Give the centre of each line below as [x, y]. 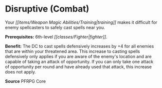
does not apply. [21, 72]
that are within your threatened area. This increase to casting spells [72, 51]
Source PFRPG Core [26, 81]
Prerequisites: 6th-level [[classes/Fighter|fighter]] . [56, 37]
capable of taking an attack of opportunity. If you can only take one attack [79, 61]
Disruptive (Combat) [47, 9]
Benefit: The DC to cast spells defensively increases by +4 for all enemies [80, 46]
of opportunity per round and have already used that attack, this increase [78, 67]
